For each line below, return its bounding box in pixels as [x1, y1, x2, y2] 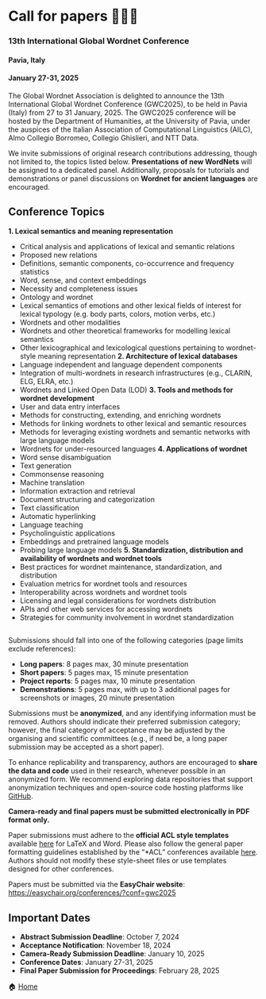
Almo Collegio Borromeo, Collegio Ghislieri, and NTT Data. [8, 133, 199, 142]
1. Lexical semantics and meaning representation [8, 226, 173, 236]
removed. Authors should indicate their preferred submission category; [8, 717, 241, 727]
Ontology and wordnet [19, 292, 94, 302]
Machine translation [19, 478, 85, 487]
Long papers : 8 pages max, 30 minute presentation [19, 659, 189, 669]
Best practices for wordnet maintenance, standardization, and [19, 562, 222, 571]
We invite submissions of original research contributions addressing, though [8, 148, 258, 158]
